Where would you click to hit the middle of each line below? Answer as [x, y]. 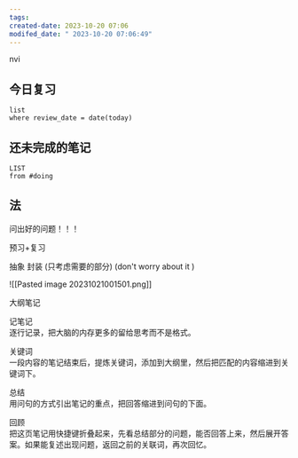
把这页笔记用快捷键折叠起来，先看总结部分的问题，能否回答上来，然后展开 [145, 433]
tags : [19, 17]
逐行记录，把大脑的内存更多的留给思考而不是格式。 [102, 332]
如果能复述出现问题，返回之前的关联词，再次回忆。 [118, 444]
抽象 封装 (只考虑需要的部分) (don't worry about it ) [102, 266]
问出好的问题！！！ [44, 228]
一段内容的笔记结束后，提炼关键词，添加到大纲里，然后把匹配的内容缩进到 [145, 362]
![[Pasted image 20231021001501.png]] [81, 284]
